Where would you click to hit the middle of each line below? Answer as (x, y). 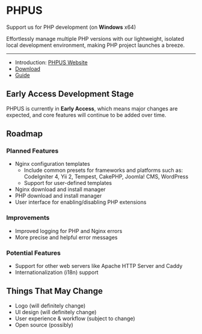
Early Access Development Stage (70, 94)
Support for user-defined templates (68, 183)
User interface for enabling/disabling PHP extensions (81, 202)
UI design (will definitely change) (56, 312)
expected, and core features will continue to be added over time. (86, 115)
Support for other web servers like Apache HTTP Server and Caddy (99, 266)
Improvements (28, 218)
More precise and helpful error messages (66, 237)
